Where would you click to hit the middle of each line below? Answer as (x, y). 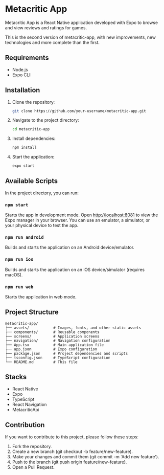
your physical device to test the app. (42, 226)
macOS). (14, 274)
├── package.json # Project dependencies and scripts (67, 353)
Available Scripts (31, 181)
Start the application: (33, 157)
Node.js (20, 69)
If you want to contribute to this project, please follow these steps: (72, 437)
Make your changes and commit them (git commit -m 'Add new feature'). (85, 456)
